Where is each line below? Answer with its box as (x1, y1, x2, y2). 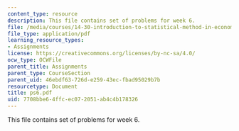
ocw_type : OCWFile (7, 57, 62, 64)
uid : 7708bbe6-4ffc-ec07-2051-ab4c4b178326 (7, 96, 139, 103)
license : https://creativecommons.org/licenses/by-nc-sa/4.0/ (7, 50, 196, 57)
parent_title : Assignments (7, 63, 87, 70)
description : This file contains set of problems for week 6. (7, 17, 196, 24)
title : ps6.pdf (7, 89, 53, 96)
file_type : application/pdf (7, 30, 91, 38)
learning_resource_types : (7, 37, 84, 44)
